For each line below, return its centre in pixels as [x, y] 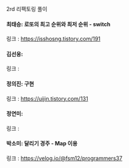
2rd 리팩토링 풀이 [27, 9]
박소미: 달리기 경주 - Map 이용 [42, 144]
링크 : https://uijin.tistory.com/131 [47, 98]
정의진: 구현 [20, 84]
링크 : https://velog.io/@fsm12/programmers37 [64, 158]
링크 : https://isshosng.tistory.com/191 [54, 39]
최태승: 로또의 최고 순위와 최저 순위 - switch [58, 24]
